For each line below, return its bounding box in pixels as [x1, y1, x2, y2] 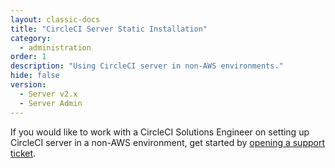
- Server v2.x [19, 89, 78, 99]
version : [10, 80, 47, 90]
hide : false [10, 71, 60, 81]
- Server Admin [19, 98, 83, 108]
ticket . [10, 147, 37, 159]
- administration [19, 42, 92, 53]
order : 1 [10, 52, 47, 62]
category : [10, 33, 52, 43]
